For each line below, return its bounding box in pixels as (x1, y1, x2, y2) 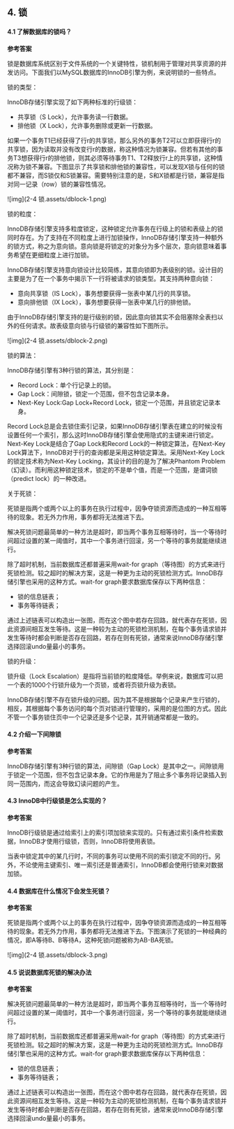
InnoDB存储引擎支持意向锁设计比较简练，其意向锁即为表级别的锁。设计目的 (7, 265, 224, 274)
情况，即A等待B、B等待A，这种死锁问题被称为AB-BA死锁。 (7, 936, 178, 944)
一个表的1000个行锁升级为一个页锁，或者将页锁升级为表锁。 (7, 680, 180, 689)
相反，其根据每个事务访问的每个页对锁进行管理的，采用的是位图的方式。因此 (7, 704, 227, 712)
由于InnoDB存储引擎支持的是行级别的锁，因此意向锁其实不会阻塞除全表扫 (7, 312, 217, 321)
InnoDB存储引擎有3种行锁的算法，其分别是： (7, 366, 136, 374)
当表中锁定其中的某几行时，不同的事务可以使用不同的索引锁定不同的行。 (7, 852, 214, 860)
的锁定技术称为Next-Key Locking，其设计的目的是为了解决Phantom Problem (7, 456, 226, 465)
